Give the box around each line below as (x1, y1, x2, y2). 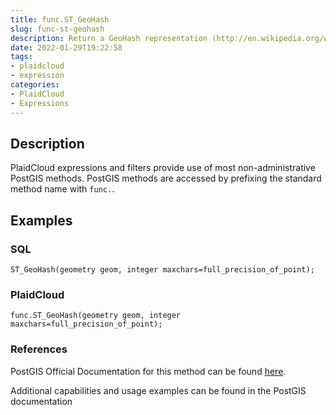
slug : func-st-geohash (10, 24, 105, 34)
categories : (10, 80, 60, 90)
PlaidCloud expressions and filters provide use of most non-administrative (10, 162, 316, 174)
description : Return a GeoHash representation (10, 33, 208, 43)
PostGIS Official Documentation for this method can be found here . (10, 365, 287, 377)
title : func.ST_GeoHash (10, 14, 110, 25)
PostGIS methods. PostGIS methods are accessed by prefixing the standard (10, 172, 322, 185)
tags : (10, 52, 33, 62)
